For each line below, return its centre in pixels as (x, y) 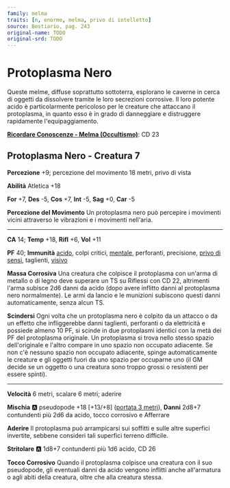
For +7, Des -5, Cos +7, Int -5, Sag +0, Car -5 (71, 199)
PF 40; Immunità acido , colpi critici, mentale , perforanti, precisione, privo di (114, 253)
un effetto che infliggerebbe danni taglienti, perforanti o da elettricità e (106, 323)
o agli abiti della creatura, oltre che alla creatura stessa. (85, 477)
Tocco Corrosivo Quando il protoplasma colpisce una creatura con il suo (110, 462)
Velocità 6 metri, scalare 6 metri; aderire (64, 394)
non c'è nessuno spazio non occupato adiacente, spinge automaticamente (112, 352)
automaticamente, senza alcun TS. (56, 302)
